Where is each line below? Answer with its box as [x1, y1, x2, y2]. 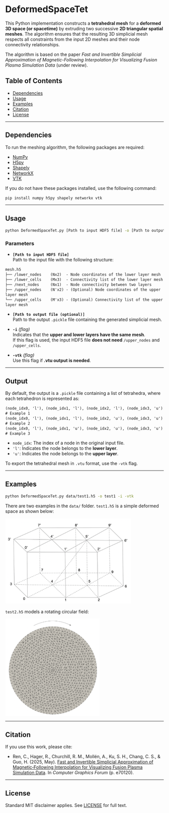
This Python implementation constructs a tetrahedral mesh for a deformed [5, 20, 161, 26]
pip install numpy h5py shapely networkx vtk [5, 195, 102, 200]
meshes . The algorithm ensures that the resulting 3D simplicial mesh [5, 31, 148, 37]
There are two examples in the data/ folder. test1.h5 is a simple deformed [5, 503, 159, 509]
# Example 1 [5, 411, 30, 416]
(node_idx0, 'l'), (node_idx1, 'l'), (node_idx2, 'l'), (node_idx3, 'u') [5, 406, 163, 411]
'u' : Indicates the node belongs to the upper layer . [12, 451, 119, 457]
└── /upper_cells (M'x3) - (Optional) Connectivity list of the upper [5, 297, 163, 303]
